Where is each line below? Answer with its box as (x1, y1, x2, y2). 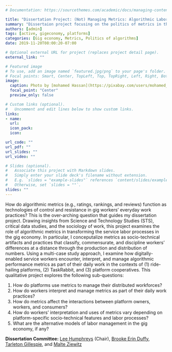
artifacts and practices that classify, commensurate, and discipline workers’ (5, 239, 165, 245)
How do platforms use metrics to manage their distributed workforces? (12, 282, 162, 288)
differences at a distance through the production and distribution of (5, 245, 147, 251)
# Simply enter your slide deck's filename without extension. (5, 173, 147, 178)
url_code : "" (5, 140, 33, 145)
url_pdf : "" (5, 144, 31, 149)
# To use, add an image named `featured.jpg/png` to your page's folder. (5, 69, 166, 74)
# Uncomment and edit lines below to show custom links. (5, 106, 134, 112)
